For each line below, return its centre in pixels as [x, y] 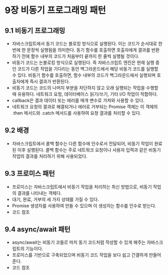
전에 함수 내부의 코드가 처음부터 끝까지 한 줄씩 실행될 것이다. [80, 56]
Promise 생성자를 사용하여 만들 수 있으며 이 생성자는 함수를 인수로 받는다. [84, 205]
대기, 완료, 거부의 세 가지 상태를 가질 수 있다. [55, 199]
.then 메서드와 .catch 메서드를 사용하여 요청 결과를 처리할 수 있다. [76, 113]
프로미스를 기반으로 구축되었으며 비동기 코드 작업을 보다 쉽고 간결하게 [80, 255]
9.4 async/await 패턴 [38, 229]
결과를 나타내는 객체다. [40, 193]
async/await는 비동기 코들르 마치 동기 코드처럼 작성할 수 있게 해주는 [79, 242]
